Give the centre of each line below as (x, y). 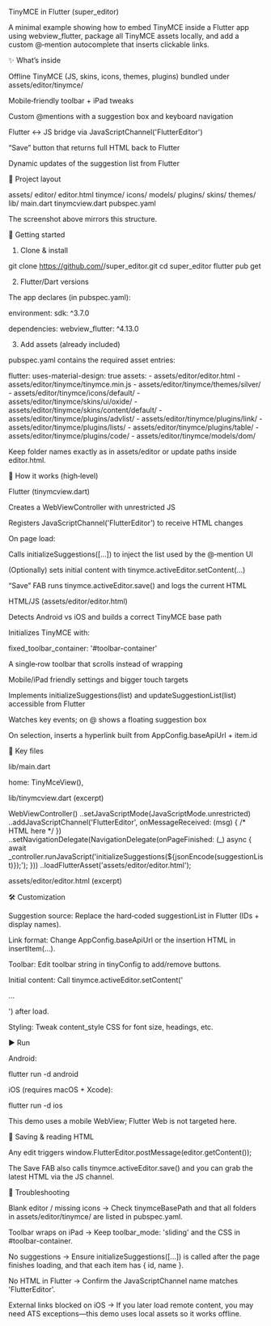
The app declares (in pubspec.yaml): (70, 297)
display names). (35, 924)
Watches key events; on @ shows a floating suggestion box (108, 720)
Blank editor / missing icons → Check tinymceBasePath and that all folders (132, 1208)
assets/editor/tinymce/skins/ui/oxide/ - (73, 401)
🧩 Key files (26, 751)
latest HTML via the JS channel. (61, 1177)
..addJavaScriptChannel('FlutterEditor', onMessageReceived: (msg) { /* (127, 822)
